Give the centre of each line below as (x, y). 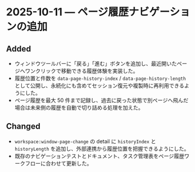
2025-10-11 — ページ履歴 (68, 12)
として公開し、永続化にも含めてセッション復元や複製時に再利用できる (100, 85)
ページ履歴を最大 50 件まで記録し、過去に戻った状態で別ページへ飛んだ (102, 100)
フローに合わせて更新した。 (58, 163)
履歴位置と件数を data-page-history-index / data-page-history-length (100, 78)
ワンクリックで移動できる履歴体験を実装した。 (82, 71)
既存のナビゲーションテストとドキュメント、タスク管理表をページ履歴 (99, 156)
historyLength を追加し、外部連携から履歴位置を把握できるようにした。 (102, 149)
